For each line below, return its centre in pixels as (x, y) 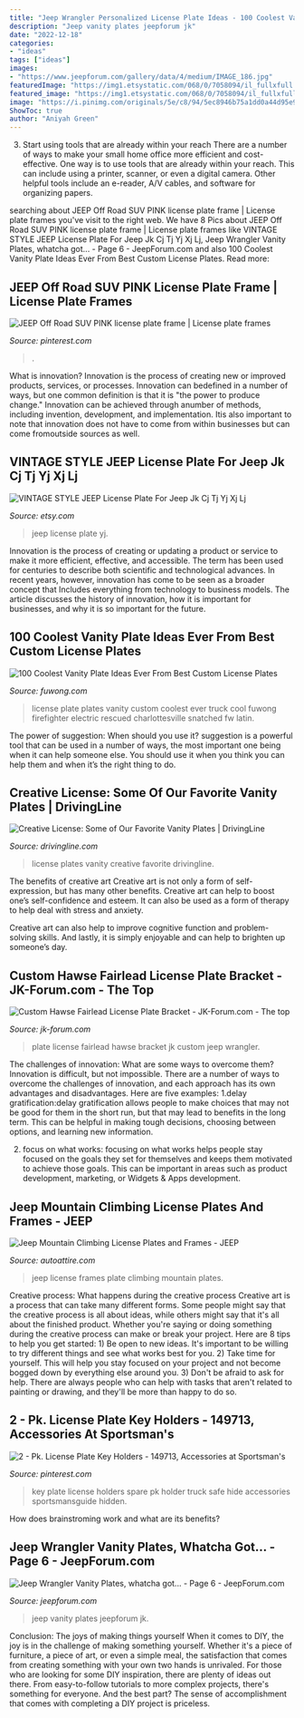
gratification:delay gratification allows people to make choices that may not (149, 1103)
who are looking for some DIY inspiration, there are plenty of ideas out (140, 1674)
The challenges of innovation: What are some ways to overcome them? (142, 1064)
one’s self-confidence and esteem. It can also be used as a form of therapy (149, 901)
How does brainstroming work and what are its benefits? (114, 1519)
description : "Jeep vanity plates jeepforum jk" (103, 26)
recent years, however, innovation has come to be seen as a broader (137, 579)
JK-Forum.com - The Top (82, 990)
